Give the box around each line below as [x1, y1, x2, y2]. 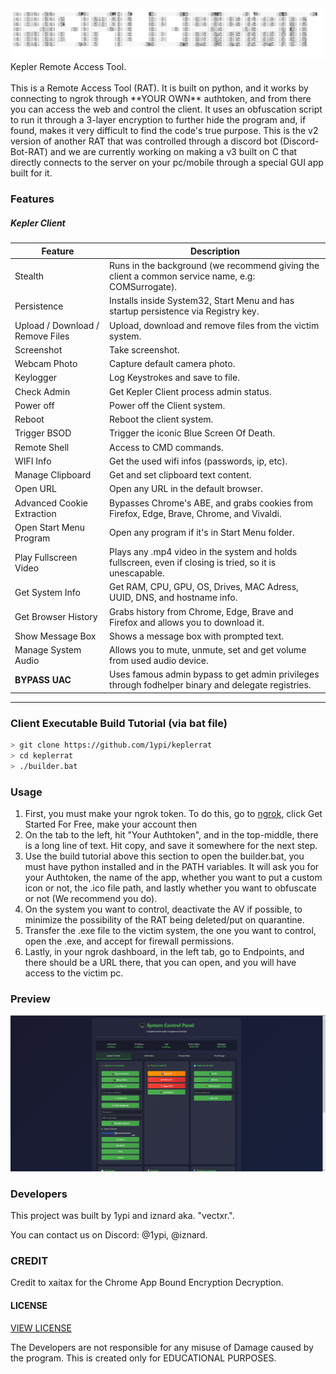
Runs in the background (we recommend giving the [109, 260, 320, 272]
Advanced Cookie [14, 497, 88, 509]
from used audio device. [109, 655, 209, 667]
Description [189, 245, 241, 257]
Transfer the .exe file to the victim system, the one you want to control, [24, 925, 317, 937]
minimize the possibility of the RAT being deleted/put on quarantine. [24, 914, 305, 926]
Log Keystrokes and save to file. [109, 372, 240, 384]
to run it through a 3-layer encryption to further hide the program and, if [10, 114, 307, 126]
